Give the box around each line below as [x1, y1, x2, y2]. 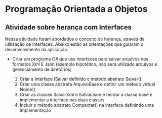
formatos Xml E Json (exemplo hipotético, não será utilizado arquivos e [12, 61, 157, 67]
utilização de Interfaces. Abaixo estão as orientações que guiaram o [5, 41, 144, 47]
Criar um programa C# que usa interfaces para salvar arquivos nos [12, 56, 149, 62]
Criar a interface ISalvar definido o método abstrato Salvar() [19, 76, 142, 82]
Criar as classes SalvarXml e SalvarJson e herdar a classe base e [19, 92, 153, 97]
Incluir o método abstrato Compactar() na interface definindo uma [19, 102, 154, 108]
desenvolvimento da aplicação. [5, 47, 69, 52]
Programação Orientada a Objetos [5, 3, 148, 15]
